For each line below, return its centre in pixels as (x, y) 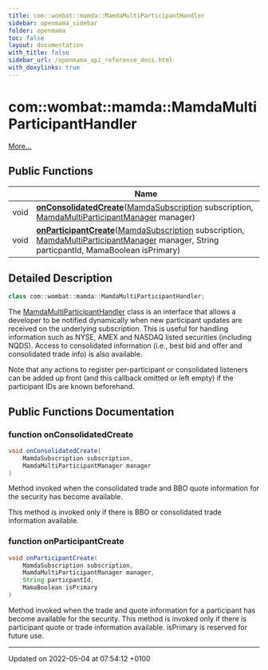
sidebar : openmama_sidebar (53, 23)
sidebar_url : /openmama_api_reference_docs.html (91, 61)
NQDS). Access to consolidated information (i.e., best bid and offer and (125, 346)
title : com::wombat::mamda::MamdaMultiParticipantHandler (106, 16)
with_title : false (39, 53)
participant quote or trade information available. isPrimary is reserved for (128, 627)
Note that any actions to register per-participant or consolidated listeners (128, 370)
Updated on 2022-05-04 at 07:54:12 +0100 (79, 658)
